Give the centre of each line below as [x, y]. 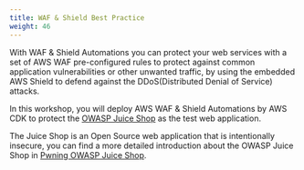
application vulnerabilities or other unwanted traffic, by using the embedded [152, 71]
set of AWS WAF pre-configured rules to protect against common [132, 62]
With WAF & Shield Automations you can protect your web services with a [148, 52]
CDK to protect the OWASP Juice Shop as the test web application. [136, 118]
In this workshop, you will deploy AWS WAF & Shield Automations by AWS [148, 108]
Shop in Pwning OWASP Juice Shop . [78, 155]
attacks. [25, 91]
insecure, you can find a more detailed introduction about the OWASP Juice [152, 145]
